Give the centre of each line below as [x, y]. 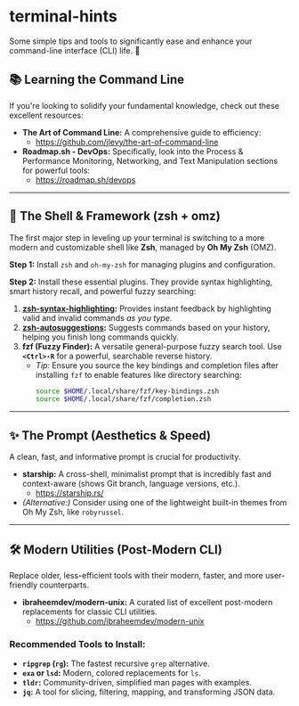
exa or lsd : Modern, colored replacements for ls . [112, 673]
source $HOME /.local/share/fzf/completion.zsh [123, 399]
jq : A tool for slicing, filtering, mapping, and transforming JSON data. [149, 692]
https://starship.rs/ [69, 493]
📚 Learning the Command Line [97, 80]
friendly [24, 585]
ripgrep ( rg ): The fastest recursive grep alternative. [116, 664]
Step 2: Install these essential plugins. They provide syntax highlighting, [141, 282]
